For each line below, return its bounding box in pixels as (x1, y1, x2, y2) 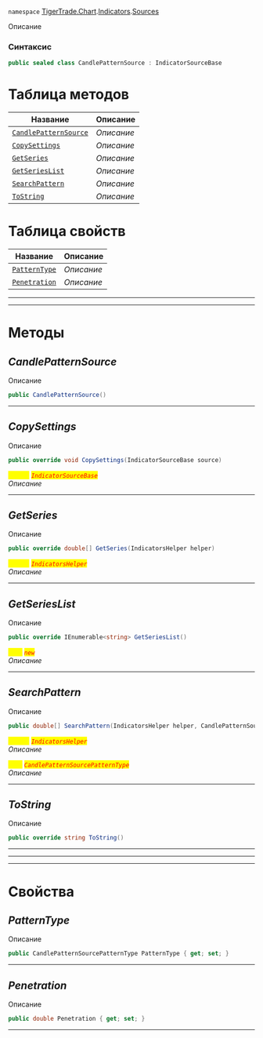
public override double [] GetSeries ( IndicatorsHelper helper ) (8, 544, 215, 552)
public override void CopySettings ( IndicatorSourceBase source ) (8, 456, 222, 464)
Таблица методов (8, 86, 129, 104)
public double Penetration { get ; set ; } (8, 1015, 146, 1023)
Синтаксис (8, 41, 52, 52)
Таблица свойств (8, 223, 126, 240)
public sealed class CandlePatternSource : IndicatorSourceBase (8, 59, 222, 67)
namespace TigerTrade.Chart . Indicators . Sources (8, 7, 159, 16)
